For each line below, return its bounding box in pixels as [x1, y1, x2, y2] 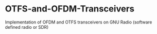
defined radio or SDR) [5, 24, 49, 30]
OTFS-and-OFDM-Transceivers [5, 3, 135, 14]
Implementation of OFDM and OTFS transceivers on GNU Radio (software [5, 19, 152, 25]
